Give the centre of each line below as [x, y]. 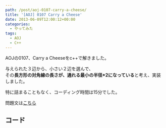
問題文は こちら [21, 103]
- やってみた [21, 29]
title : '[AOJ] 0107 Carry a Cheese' [44, 15]
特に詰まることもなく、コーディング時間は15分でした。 [63, 92]
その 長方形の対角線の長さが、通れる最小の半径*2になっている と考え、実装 [83, 75]
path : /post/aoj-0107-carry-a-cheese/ [46, 10]
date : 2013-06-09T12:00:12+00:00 [40, 19]
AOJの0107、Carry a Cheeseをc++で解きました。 [57, 58]
